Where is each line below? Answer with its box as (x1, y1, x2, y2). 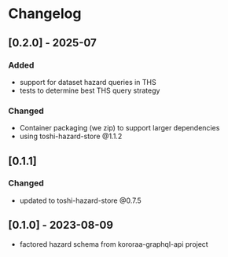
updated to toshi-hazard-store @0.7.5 (19, 196, 142, 205)
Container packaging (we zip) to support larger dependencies (19, 123, 220, 133)
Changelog (8, 5, 82, 23)
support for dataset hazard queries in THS (19, 77, 157, 86)
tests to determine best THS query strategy (19, 86, 160, 95)
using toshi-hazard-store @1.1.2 (19, 131, 123, 141)
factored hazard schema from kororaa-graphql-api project (19, 239, 208, 248)
